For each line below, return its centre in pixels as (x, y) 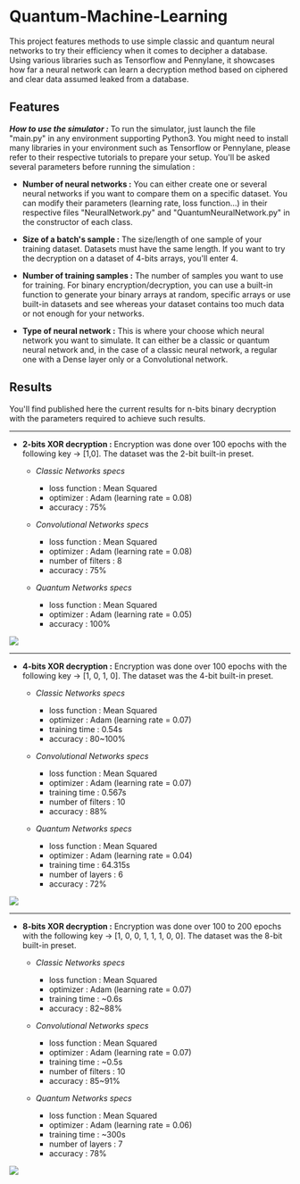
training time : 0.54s (86, 729)
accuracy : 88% (78, 811)
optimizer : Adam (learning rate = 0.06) (121, 1125)
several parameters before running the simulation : (102, 166)
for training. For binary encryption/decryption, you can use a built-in (148, 285)
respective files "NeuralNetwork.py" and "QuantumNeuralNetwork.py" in (156, 213)
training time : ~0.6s (86, 998)
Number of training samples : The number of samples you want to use (153, 275)
